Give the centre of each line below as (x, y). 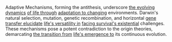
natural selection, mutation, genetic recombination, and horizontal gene (81, 18)
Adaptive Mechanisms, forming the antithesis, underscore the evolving (80, 7)
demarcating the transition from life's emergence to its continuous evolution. (86, 34)
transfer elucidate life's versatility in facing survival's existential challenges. (85, 23)
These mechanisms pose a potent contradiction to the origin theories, (79, 29)
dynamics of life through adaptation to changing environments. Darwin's (82, 13)
